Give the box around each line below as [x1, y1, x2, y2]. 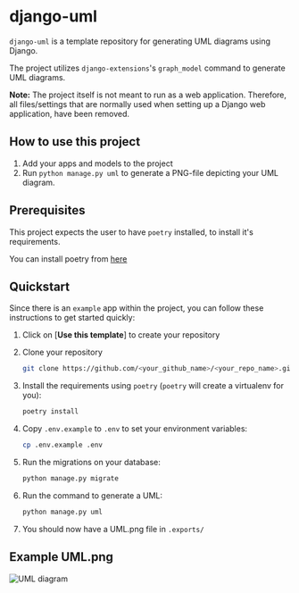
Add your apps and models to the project [21, 158, 173, 169]
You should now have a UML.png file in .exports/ [21, 523, 204, 534]
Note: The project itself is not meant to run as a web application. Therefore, [9, 89, 287, 100]
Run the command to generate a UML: [21, 489, 163, 501]
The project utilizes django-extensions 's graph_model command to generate [9, 63, 286, 73]
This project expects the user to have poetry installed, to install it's [9, 226, 254, 238]
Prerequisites [9, 203, 86, 218]
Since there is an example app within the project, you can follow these [9, 303, 264, 313]
